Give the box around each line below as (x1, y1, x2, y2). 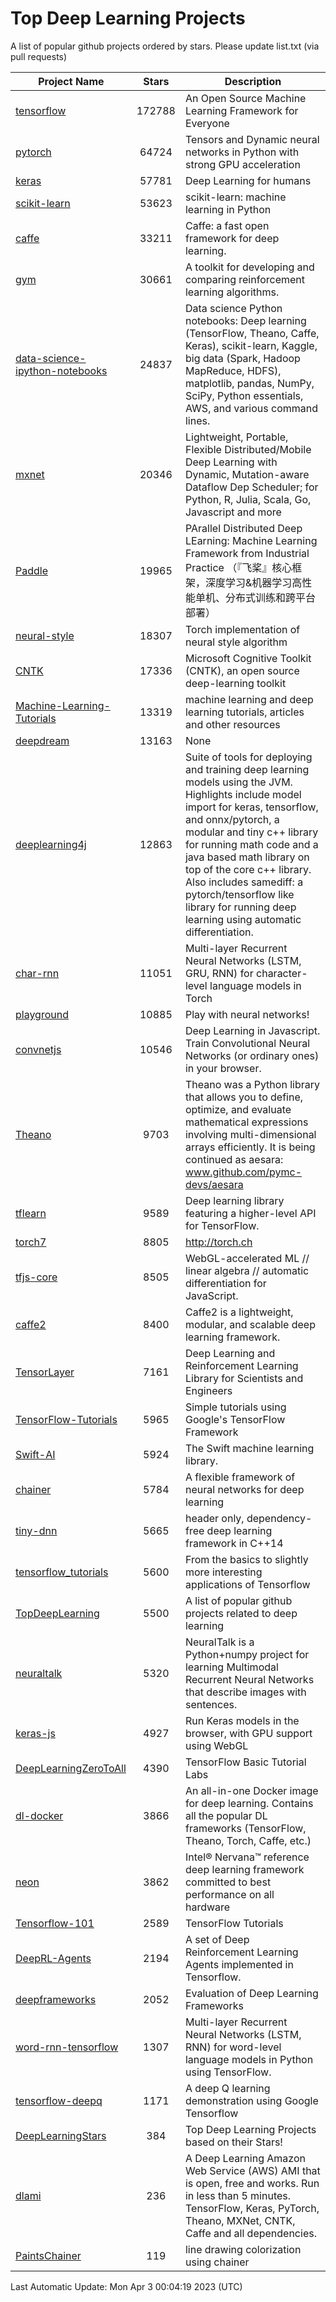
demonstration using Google (184, 2093, 319, 2107)
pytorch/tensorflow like (184, 887, 295, 901)
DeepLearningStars (15, 2128, 107, 2142)
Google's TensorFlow (184, 1412, 286, 1426)
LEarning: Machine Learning (184, 533, 318, 547)
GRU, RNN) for (184, 966, 254, 980)
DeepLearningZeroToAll (15, 1761, 127, 1775)
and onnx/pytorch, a (184, 812, 280, 826)
